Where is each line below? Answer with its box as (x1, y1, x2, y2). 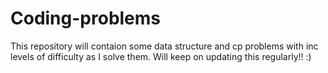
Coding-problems (10, 7, 162, 30)
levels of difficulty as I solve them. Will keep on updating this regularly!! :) (10, 50, 312, 62)
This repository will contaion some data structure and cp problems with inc (10, 40, 319, 52)
